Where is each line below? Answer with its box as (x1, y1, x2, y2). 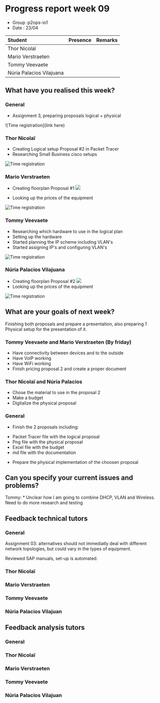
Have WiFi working (12, 360, 51, 366)
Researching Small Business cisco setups (12, 151, 98, 157)
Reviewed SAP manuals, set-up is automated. (5, 556, 98, 562)
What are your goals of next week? (5, 307, 115, 316)
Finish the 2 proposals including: (12, 424, 79, 430)
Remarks (96, 36, 118, 43)
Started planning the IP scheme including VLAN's (12, 239, 113, 245)
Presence (68, 36, 92, 43)
